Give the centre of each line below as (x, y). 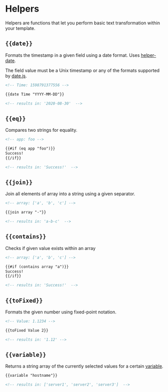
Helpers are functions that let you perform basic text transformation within (83, 23)
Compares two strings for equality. (41, 130)
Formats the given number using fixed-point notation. (61, 312)
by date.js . (16, 76)
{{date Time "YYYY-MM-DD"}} (35, 94)
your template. (20, 28)
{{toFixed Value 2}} (27, 330)
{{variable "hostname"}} (31, 376)
